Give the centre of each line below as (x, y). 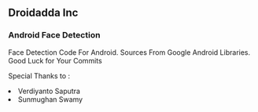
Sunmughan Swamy (51, 99)
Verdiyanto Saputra (50, 91)
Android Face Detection (54, 35)
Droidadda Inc (43, 13)
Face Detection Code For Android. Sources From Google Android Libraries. (129, 52)
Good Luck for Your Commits (55, 60)
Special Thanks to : (39, 76)
